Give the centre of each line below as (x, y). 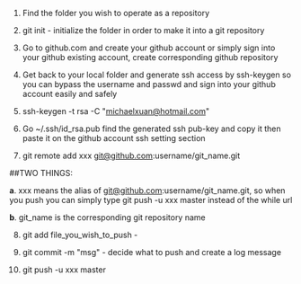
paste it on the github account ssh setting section (114, 138)
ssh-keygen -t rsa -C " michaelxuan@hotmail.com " (115, 111)
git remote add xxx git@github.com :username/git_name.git (131, 155)
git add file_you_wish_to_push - (80, 235)
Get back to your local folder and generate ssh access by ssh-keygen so (157, 75)
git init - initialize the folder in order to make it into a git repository (143, 30)
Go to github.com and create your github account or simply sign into (149, 48)
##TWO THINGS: (41, 173)
